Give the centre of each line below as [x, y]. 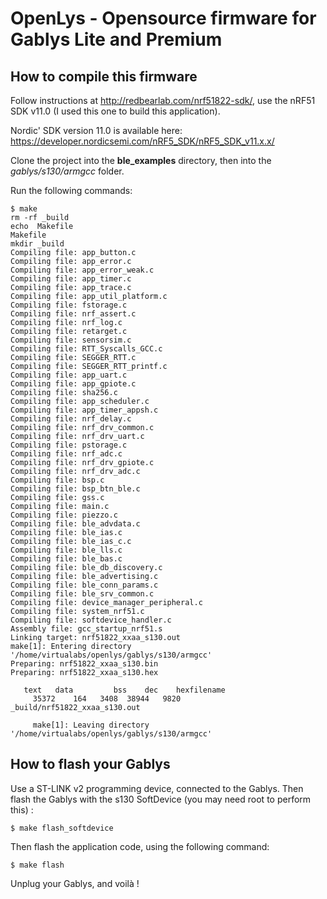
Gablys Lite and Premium [116, 39]
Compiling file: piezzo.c [64, 515]
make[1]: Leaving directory [91, 725]
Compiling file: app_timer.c [71, 279]
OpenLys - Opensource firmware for [163, 18]
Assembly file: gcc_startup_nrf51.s [86, 629]
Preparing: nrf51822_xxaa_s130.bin [84, 664]
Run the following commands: [71, 190]
